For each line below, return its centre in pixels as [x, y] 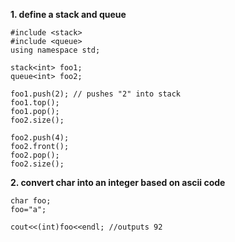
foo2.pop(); [35, 155]
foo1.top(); [35, 103]
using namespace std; [55, 50]
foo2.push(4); [40, 138]
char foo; [31, 201]
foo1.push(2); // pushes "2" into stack [96, 94]
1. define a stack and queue [68, 14]
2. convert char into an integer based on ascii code [118, 182]
